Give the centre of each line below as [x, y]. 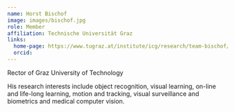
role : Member [26, 27]
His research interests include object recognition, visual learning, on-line [112, 86]
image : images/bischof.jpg [47, 20]
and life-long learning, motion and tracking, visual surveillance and [103, 93]
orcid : [23, 53]
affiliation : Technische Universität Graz [70, 33]
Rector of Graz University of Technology [65, 72]
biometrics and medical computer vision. [66, 101]
